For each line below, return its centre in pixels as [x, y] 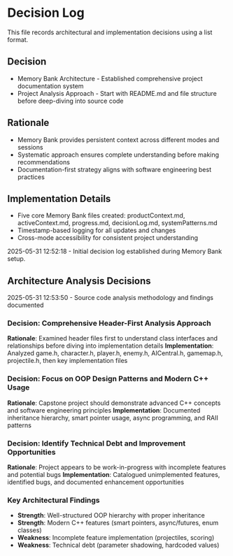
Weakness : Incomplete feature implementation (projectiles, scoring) [116, 538]
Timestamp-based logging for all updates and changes [97, 230]
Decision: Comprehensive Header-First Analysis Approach [109, 323]
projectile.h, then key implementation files [68, 361]
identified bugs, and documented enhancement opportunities [96, 482]
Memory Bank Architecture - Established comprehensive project [110, 78]
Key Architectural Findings [54, 500]
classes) [29, 530]
